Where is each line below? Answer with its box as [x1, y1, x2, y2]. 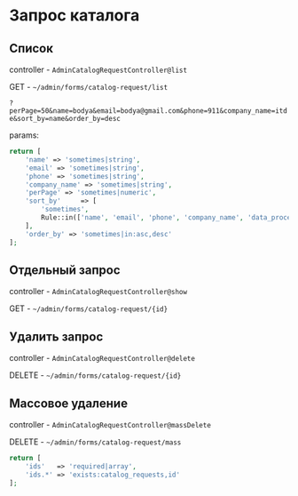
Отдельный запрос [9, 262, 122, 277]
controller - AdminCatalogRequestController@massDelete [9, 419, 211, 429]
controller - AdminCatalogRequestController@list [9, 64, 188, 75]
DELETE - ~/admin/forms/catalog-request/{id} [9, 370, 182, 380]
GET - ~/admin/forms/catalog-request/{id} [9, 303, 169, 314]
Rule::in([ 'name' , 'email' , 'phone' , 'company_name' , [41, 213, 244, 222]
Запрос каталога [9, 5, 140, 26]
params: [9, 130, 40, 140]
